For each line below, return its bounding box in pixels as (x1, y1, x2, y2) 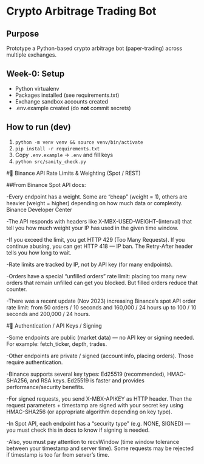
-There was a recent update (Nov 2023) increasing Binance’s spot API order (6, 297, 196, 304)
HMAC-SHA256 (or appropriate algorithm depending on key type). (6, 408, 172, 415)
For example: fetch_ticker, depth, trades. (6, 340, 107, 348)
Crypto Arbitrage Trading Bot (6, 4, 157, 18)
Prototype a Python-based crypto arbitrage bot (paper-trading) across (6, 44, 183, 52)
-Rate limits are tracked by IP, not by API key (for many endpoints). (6, 261, 173, 268)
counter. (6, 285, 27, 293)
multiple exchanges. (6, 51, 56, 58)
